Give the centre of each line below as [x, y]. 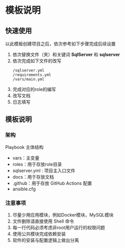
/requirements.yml [32, 75]
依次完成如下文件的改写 [37, 61]
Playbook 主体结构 [24, 147]
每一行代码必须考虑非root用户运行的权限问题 [59, 227]
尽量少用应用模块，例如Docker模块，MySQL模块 [63, 215]
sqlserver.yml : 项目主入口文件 [44, 171]
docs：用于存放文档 [33, 177]
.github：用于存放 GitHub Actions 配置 [52, 183]
